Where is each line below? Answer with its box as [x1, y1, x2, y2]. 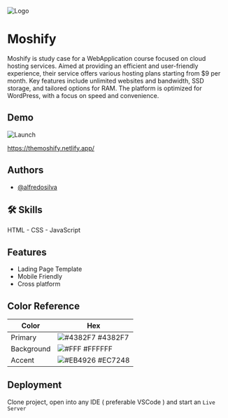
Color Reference [7, 300, 80, 312]
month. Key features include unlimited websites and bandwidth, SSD [7, 76, 204, 85]
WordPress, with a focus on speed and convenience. [7, 91, 159, 99]
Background [10, 344, 51, 354]
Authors [7, 165, 44, 176]
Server [7, 405, 27, 412]
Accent [10, 356, 35, 365]
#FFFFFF [83, 344, 113, 354]
